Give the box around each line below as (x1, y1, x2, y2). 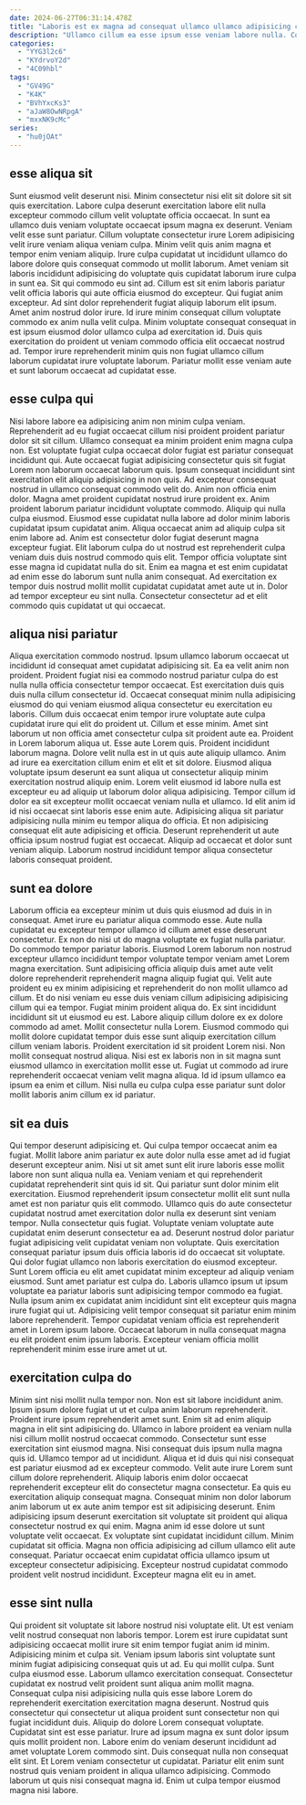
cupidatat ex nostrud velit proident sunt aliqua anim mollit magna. (9, 1677, 255, 1689)
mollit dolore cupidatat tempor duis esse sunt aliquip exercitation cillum (9, 1031, 277, 1042)
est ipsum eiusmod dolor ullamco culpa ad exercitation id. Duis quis (9, 326, 262, 337)
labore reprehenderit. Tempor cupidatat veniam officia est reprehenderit (9, 1314, 280, 1325)
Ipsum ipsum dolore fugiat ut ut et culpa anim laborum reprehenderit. (9, 1403, 269, 1415)
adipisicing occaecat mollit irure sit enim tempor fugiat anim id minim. (9, 1639, 270, 1650)
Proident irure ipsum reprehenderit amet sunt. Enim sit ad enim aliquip (9, 1413, 271, 1424)
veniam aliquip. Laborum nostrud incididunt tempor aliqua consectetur (9, 845, 273, 855)
